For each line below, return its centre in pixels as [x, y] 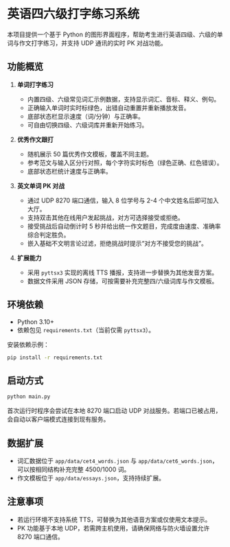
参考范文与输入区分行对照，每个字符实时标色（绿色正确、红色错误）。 [125, 163]
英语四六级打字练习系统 [73, 14]
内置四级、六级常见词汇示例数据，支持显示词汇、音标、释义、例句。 [124, 99]
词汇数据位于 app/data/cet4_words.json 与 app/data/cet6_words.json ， [117, 461]
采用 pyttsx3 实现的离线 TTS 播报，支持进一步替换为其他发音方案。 [123, 272]
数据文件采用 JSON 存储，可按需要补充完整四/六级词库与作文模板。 [123, 281]
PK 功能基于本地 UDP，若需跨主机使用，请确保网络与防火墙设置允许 [113, 528]
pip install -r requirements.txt [55, 358]
